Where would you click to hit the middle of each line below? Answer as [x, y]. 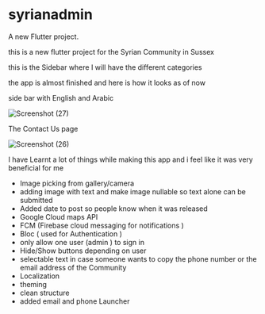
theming [33, 284]
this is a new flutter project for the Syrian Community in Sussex [111, 52]
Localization [40, 276]
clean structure [44, 293]
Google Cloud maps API [59, 216]
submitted [36, 200]
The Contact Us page [43, 128]
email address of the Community [73, 267]
